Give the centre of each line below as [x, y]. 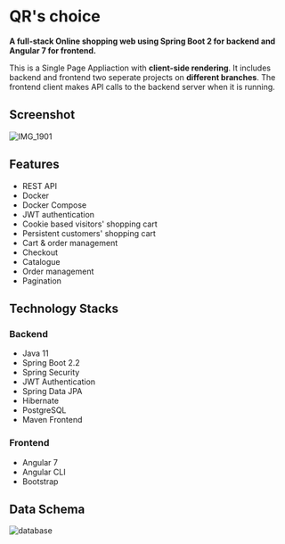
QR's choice [55, 16]
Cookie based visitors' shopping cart [90, 224]
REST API [40, 185]
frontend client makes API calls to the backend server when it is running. [142, 87]
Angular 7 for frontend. [53, 50]
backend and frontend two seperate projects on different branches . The [142, 77]
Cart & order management [70, 243]
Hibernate [41, 401]
